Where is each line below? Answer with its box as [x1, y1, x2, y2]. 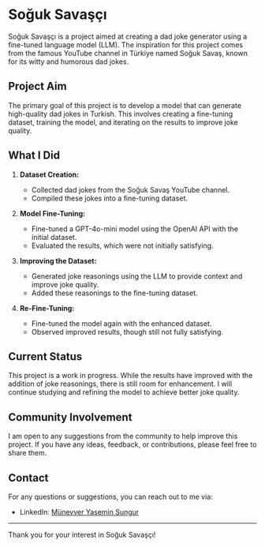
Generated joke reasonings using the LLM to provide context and [31, 271, 243, 281]
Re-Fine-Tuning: [19, 303, 75, 313]
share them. [8, 448, 47, 458]
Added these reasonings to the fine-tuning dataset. [31, 288, 199, 298]
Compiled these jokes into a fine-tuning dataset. [31, 193, 188, 203]
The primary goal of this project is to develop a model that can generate [8, 100, 242, 110]
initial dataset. [31, 232, 77, 242]
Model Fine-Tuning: [19, 208, 86, 218]
